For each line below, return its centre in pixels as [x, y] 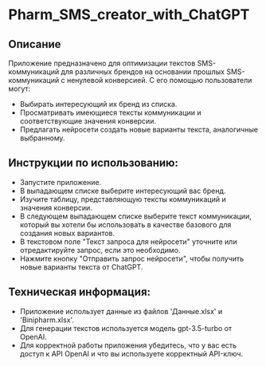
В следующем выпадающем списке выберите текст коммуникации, [136, 216]
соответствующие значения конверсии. [88, 121]
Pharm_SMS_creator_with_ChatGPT [129, 15]
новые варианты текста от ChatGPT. [81, 267]
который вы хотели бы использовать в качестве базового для [125, 224]
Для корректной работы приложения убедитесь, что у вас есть [128, 345]
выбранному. [42, 138]
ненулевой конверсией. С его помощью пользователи [159, 80]
